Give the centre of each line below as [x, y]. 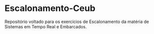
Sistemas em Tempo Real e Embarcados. [46, 26]
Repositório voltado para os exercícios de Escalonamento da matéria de [77, 22]
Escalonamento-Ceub [50, 8]
